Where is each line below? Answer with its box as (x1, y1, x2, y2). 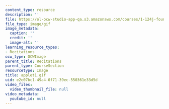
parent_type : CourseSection (5, 63, 64, 68)
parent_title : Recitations (5, 59, 62, 64)
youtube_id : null (10, 96, 46, 101)
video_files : (5, 82, 33, 87)
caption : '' (10, 31, 35, 36)
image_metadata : (5, 26, 39, 31)
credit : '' (10, 36, 33, 41)
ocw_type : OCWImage (5, 54, 46, 59)
